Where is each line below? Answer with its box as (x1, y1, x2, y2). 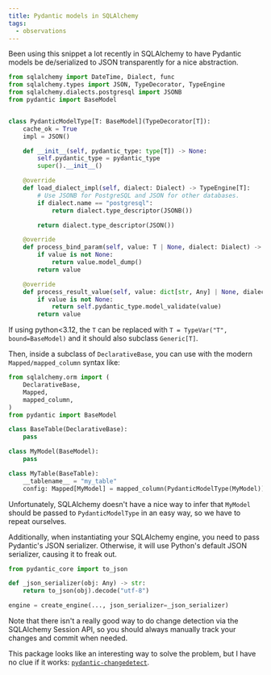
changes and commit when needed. (8, 633, 127, 643)
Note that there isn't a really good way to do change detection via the (8, 616, 239, 626)
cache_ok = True (23, 124, 78, 133)
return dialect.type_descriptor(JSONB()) (51, 207, 194, 215)
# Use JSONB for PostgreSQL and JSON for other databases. (37, 191, 240, 199)
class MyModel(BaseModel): (8, 447, 99, 456)
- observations (15, 27, 67, 35)
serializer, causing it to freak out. (8, 549, 117, 559)
